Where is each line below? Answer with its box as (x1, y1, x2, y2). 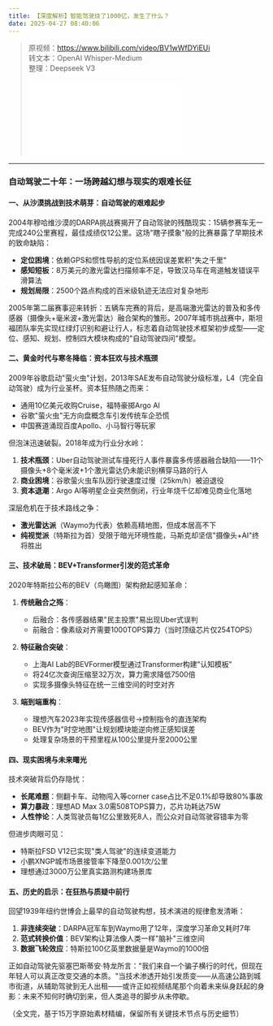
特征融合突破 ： (19, 643, 71, 652)
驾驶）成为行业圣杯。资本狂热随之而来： (15, 383, 151, 392)
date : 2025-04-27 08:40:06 (8, 19, 100, 28)
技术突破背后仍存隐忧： (8, 774, 87, 784)
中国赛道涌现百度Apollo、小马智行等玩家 (19, 420, 156, 431)
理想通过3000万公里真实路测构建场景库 (19, 867, 153, 877)
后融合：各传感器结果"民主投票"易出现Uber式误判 (32, 615, 199, 625)
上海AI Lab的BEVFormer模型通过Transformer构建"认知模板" (32, 660, 233, 669)
